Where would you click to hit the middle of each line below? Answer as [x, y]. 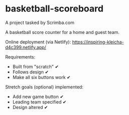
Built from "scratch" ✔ [36, 66]
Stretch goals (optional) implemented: [44, 87]
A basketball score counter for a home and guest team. [62, 32]
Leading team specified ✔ [39, 102]
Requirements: [20, 57]
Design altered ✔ [30, 107]
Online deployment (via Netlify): [38, 42]
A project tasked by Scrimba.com [40, 22]
